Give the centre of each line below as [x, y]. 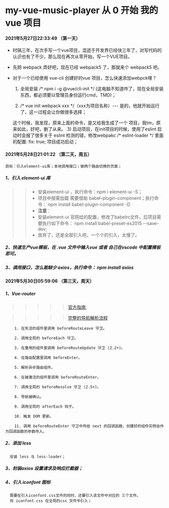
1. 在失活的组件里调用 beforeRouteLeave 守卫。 [61, 328]
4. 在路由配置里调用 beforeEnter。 [48, 358]
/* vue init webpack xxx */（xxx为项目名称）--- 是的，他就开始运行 [90, 106]
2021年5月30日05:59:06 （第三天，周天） [50, 281]
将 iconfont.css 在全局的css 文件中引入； [51, 501]
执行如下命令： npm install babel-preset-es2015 [92, 223]
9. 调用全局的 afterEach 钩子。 [45, 407]
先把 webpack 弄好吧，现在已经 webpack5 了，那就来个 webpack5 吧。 [87, 67]
